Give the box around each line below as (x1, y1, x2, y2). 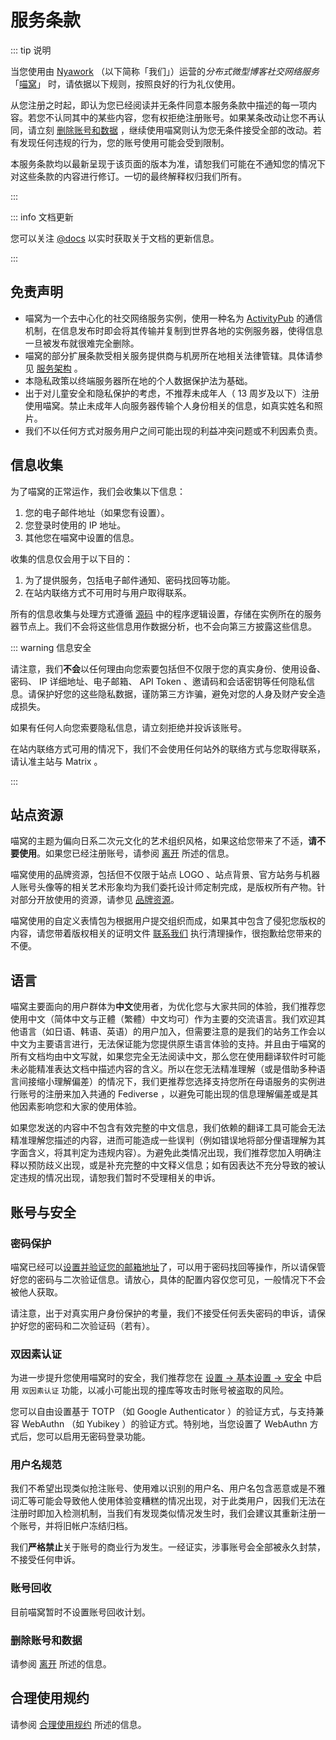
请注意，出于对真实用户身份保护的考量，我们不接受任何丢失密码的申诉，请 (10, 1307, 317, 1319)
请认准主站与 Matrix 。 (10, 755, 103, 767)
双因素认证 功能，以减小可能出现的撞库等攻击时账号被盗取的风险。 (21, 1384, 290, 1396)
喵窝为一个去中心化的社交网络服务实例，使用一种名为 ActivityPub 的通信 (24, 312, 323, 324)
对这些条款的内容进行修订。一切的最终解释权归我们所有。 (10, 170, 247, 182)
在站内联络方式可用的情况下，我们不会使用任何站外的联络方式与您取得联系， (10, 742, 326, 755)
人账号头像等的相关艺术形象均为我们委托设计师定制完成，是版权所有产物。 (10, 881, 317, 893)
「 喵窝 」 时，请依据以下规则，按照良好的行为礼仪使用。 (10, 77, 241, 90)
